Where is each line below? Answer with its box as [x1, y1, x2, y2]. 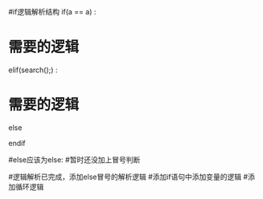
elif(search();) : [8, 65, 58, 75]
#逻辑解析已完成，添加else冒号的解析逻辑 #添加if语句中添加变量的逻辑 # [8, 172, 249, 181]
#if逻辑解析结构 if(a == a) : [8, 7, 97, 16]
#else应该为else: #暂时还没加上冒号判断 [8, 155, 141, 164]
